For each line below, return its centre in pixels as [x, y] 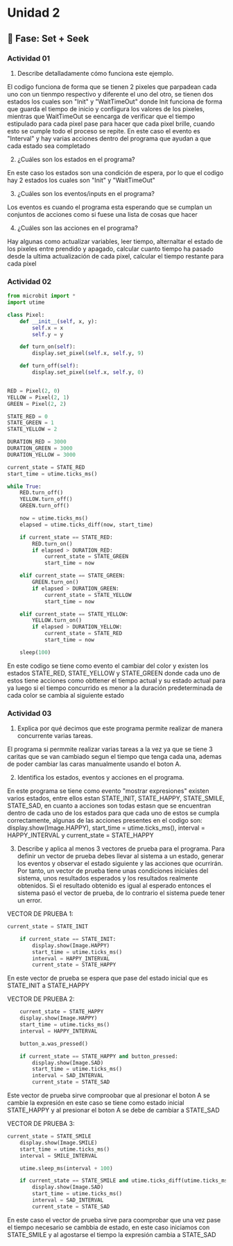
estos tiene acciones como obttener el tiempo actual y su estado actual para [116, 680]
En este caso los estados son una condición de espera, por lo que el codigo [115, 172]
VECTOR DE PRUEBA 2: [41, 999]
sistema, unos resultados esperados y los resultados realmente [107, 878]
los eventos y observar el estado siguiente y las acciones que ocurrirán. [120, 864]
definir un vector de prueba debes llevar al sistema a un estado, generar [120, 856]
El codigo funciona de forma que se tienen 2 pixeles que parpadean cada [112, 87]
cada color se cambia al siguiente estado [66, 695]
